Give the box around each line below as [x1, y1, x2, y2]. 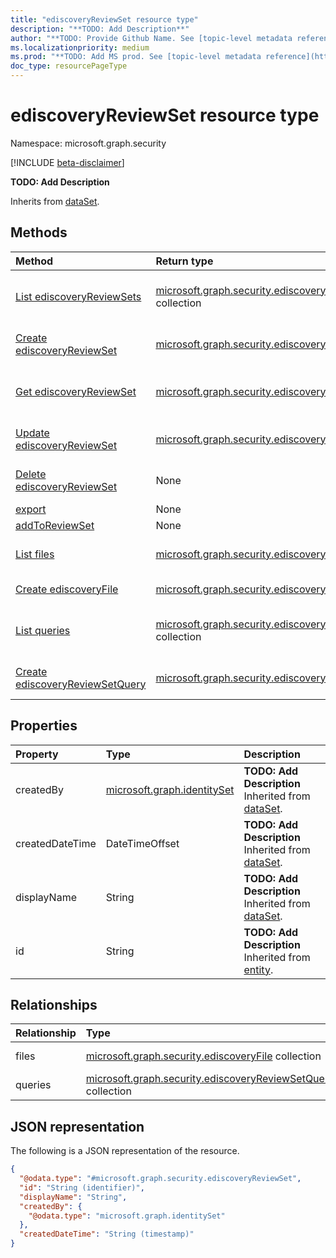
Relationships [10, 996, 98, 1013]
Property [15, 747, 59, 761]
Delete [15, 467, 47, 481]
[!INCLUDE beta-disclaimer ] [10, 156, 125, 168]
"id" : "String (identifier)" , [19, 1182, 145, 1193]
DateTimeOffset [105, 836, 180, 850]
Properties [10, 717, 78, 735]
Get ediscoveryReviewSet [15, 384, 137, 398]
